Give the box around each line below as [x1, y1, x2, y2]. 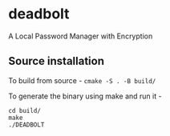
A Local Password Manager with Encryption [8, 31, 153, 41]
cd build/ [8, 106, 42, 114]
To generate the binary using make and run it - [8, 91, 162, 101]
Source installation [8, 54, 104, 68]
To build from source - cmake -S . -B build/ [8, 75, 156, 85]
